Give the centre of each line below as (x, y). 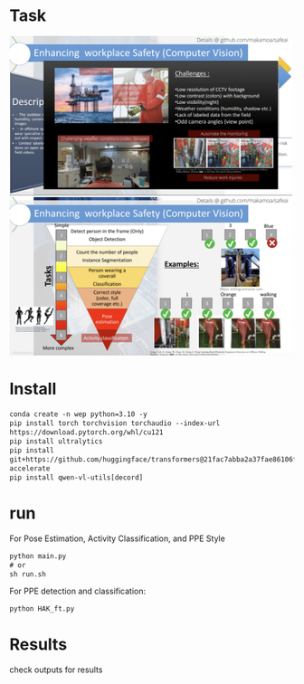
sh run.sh (28, 574)
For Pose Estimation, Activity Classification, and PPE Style (118, 538)
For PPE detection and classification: (78, 591)
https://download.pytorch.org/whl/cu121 (87, 432)
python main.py (38, 556)
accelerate (30, 468)
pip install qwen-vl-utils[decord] (76, 477)
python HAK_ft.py (42, 608)
